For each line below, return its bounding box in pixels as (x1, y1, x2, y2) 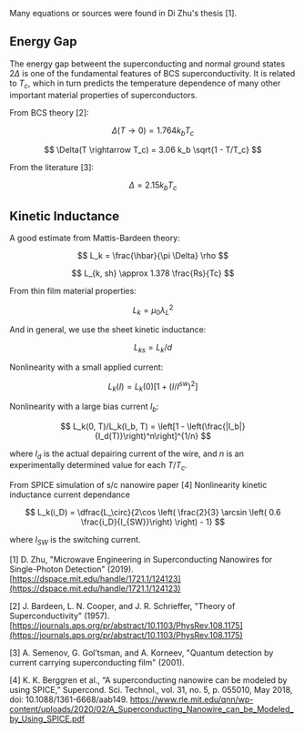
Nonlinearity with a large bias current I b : (9, 401, 159, 413)
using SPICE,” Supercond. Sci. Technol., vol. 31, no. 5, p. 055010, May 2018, (9, 684, 293, 695)
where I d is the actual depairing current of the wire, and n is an (9, 448, 244, 461)
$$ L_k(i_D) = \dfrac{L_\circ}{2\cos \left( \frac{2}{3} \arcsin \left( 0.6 (25, 507, 281, 518)
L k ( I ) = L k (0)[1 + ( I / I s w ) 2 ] (107, 380, 198, 394)
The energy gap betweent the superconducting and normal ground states (9, 58, 286, 69)
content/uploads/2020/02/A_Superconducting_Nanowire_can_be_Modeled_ (9, 703, 294, 714)
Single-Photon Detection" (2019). (9, 564, 134, 575)
